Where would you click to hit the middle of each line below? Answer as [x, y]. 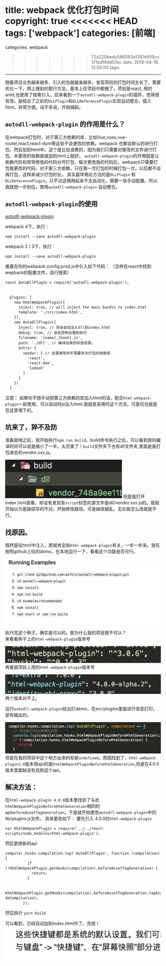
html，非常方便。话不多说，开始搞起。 [44, 107]
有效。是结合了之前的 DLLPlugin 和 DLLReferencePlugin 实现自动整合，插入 [78, 101]
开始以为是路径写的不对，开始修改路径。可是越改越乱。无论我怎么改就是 [79, 509]
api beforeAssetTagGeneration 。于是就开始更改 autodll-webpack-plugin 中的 [81, 813]
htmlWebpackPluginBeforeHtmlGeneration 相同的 [53, 806]
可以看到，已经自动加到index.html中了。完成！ [53, 923]
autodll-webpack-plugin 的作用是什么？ [65, 124]
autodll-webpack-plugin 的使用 [51, 204]
